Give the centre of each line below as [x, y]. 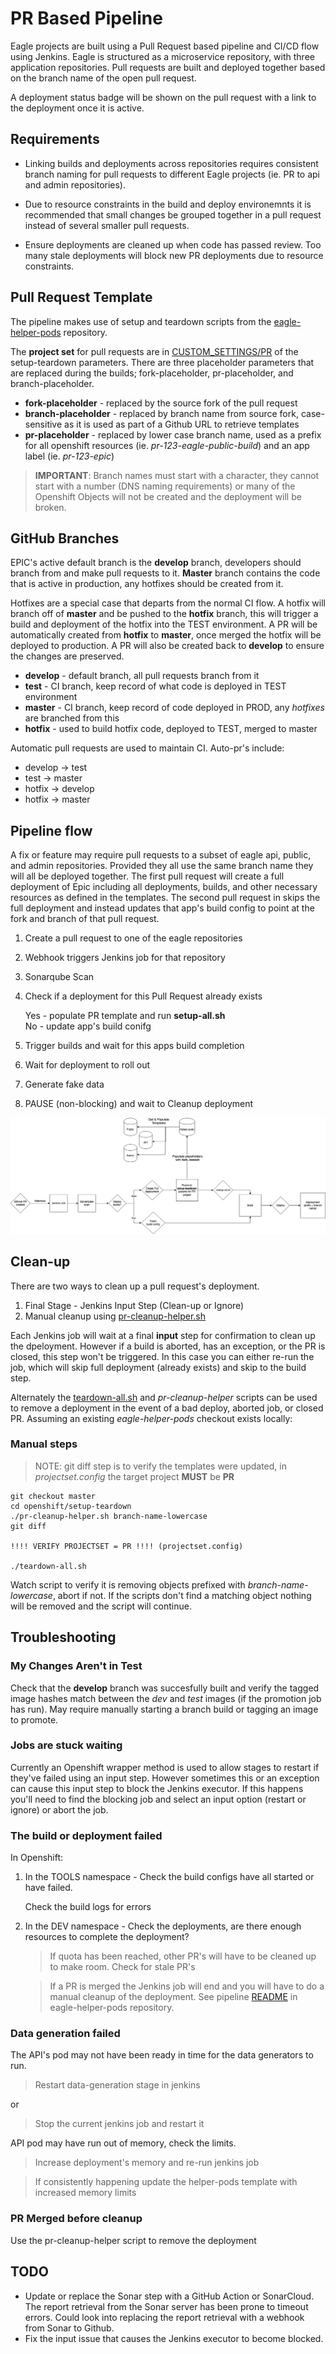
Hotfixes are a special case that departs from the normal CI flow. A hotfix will [168, 603]
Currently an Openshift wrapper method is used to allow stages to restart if [165, 1767]
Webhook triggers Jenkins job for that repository [125, 958]
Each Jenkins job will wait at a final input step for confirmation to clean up [163, 1335]
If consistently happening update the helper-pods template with [166, 2182]
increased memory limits [85, 2193]
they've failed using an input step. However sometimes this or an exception [165, 1778]
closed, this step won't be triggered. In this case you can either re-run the [162, 1356]
